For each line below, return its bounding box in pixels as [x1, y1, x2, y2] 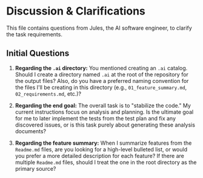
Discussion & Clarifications [6, 4, 145, 18]
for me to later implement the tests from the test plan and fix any [15, 114, 176, 122]
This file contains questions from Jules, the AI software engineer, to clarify [6, 24, 192, 31]
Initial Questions [6, 48, 70, 59]
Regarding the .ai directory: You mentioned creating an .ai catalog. [15, 64, 188, 71]
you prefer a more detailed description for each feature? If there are [15, 152, 185, 159]
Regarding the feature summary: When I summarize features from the [15, 139, 192, 147]
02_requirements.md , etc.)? [15, 90, 82, 97]
